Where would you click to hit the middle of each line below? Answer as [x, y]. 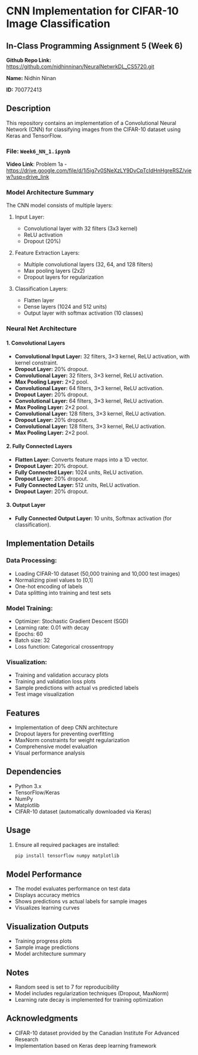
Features [23, 713]
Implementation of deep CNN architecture [66, 728]
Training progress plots [43, 941]
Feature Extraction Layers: [47, 253]
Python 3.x [28, 786]
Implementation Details [50, 544]
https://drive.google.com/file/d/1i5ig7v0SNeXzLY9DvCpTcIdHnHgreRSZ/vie [99, 171]
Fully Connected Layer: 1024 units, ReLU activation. [79, 472]
